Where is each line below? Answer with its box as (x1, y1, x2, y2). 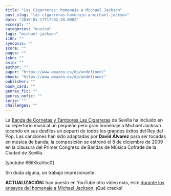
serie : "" (5, 98, 27, 103)
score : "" (5, 46, 27, 51)
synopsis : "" (5, 41, 33, 46)
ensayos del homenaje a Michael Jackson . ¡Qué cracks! (5, 185, 123, 191)
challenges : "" (5, 103, 38, 108)
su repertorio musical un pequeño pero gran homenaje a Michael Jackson (5, 123, 161, 129)
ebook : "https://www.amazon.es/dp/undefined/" (5, 74, 106, 80)
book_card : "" (5, 84, 36, 89)
